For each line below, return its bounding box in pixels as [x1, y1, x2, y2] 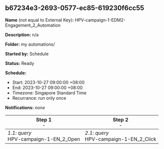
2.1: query [84, 129, 109, 136]
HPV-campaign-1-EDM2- [75, 17, 126, 23]
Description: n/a [5, 31, 39, 37]
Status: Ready [5, 60, 34, 66]
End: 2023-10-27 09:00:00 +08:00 [12, 85, 83, 90]
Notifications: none [5, 104, 45, 110]
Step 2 [112, 116, 129, 123]
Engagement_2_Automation [5, 22, 61, 28]
